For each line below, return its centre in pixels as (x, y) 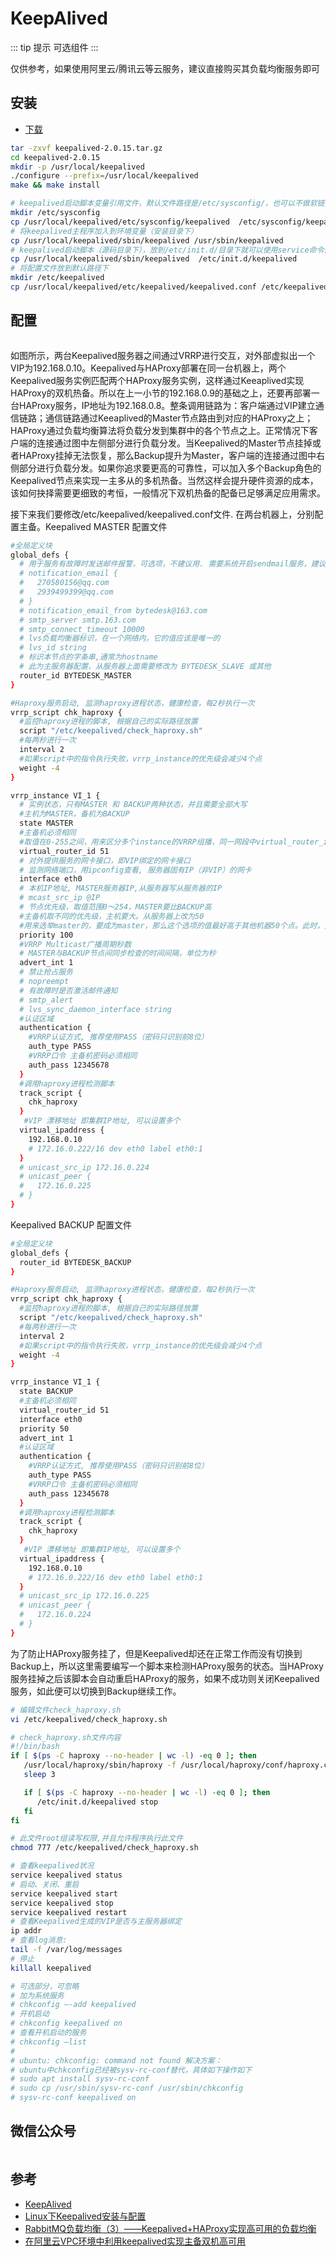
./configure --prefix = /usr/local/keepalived (104, 176)
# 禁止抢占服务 (46, 972)
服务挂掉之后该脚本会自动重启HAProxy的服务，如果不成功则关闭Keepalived (165, 1678)
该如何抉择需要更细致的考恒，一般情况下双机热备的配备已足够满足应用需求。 (168, 493)
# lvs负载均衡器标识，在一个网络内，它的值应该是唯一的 (120, 638)
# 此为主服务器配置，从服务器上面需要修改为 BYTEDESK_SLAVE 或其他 (145, 667)
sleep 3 (39, 1775)
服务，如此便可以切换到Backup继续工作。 (96, 1691)
